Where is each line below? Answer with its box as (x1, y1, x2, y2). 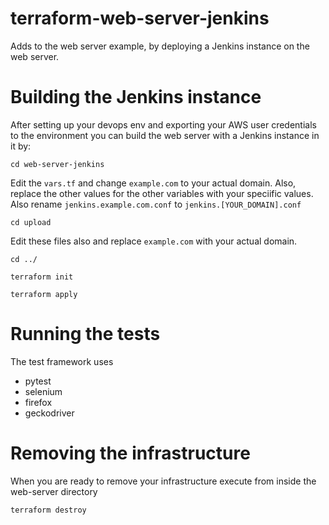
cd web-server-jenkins (10, 159, 105, 169)
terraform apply (10, 289, 78, 299)
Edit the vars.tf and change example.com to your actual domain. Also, (10, 177, 297, 189)
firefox (24, 396, 53, 408)
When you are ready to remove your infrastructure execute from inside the (10, 475, 317, 487)
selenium (24, 385, 63, 397)
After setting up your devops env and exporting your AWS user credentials (10, 118, 317, 131)
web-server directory (10, 485, 98, 497)
